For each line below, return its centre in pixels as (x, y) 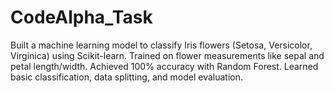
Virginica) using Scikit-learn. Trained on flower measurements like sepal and (167, 55)
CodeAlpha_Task (81, 17)
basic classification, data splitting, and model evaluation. (126, 77)
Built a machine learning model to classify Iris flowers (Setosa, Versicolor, (161, 45)
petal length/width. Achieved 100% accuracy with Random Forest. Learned (164, 66)
